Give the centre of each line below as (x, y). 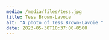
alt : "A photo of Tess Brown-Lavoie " (55, 22)
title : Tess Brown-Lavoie (39, 17)
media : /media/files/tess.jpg (44, 11)
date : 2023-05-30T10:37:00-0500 (47, 28)
